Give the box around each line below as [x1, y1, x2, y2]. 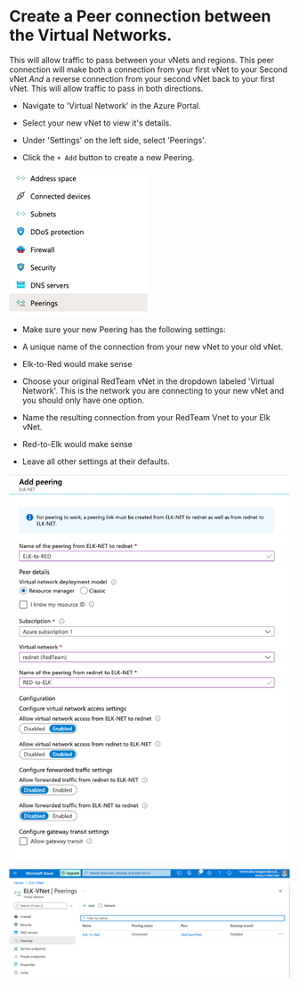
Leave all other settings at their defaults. [21, 456, 171, 467]
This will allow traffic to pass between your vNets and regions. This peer [9, 54, 274, 65]
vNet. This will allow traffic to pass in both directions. [9, 83, 204, 94]
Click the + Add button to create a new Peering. [21, 151, 195, 162]
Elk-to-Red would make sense [21, 358, 133, 369]
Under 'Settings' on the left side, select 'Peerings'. [21, 135, 206, 145]
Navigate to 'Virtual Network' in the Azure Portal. [21, 100, 202, 110]
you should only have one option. [21, 395, 145, 405]
